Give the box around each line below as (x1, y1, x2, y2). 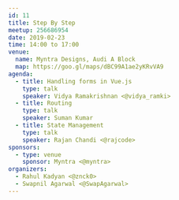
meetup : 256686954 (8, 26, 69, 34)
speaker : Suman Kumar (22, 114, 93, 122)
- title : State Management (15, 121, 104, 129)
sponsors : (8, 143, 41, 151)
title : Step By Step (8, 19, 76, 27)
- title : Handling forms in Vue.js (15, 77, 132, 85)
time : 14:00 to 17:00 (8, 41, 80, 49)
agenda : (8, 70, 34, 78)
